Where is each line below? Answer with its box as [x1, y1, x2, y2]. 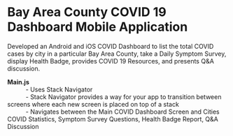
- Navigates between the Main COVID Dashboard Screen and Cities [25, 107, 220, 116]
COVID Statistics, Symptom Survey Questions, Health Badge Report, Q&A [7, 114, 218, 123]
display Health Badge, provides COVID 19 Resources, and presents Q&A [7, 56, 215, 65]
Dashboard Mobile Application [7, 19, 188, 35]
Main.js [7, 77, 29, 86]
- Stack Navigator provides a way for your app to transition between [25, 92, 222, 101]
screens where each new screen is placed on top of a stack [7, 100, 180, 108]
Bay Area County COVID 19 [7, 4, 167, 20]
